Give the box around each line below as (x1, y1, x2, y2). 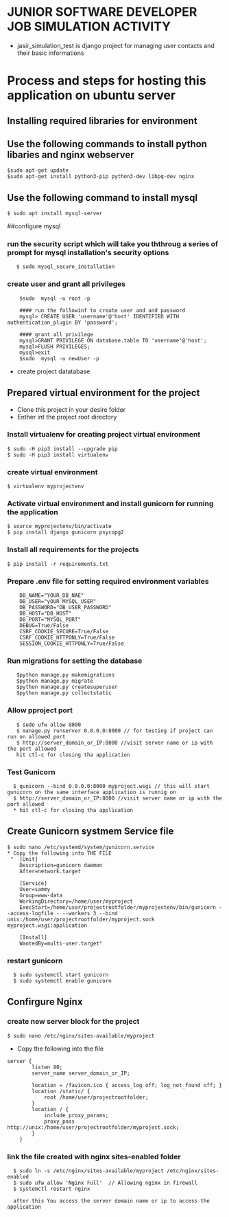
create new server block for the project (7, 1017, 140, 1027)
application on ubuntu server (7, 87, 176, 103)
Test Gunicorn (7, 767, 56, 777)
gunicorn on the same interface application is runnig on (7, 789, 176, 796)
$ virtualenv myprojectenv (7, 483, 84, 490)
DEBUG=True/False (19, 622, 69, 629)
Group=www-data (19, 892, 63, 899)
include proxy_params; (43, 1112, 109, 1119)
